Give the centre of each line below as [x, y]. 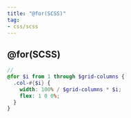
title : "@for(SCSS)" [37, 13]
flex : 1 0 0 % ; [40, 96]
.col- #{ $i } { [32, 83]
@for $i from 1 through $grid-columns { [66, 77]
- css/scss [23, 26]
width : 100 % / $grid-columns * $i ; [71, 89]
